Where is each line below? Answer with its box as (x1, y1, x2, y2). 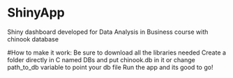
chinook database (7, 35, 59, 43)
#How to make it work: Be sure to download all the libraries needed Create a (7, 48, 227, 57)
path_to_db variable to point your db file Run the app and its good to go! (7, 63, 213, 71)
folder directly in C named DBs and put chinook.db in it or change (7, 55, 195, 64)
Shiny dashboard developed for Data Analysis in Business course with (7, 28, 209, 36)
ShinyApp (7, 5, 65, 21)
